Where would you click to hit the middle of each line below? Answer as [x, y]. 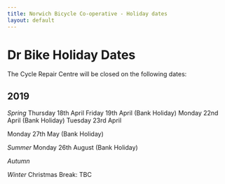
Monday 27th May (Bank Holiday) [55, 134]
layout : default [31, 20]
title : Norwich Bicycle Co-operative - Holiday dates [88, 14]
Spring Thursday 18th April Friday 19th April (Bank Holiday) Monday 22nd [113, 113]
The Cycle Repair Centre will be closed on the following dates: [97, 74]
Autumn [19, 161]
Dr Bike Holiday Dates [71, 55]
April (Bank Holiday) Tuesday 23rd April [64, 120]
